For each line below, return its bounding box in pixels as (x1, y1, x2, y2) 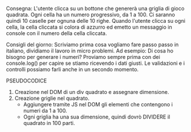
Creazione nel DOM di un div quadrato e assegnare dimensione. (14, 89, 169, 95)
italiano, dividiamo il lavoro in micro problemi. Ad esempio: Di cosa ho (6, 47, 174, 54)
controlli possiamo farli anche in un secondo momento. (6, 66, 139, 72)
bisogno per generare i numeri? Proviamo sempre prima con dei (6, 54, 161, 60)
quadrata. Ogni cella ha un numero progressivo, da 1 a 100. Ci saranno (6, 11, 176, 18)
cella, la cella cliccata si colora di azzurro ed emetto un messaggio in (6, 23, 172, 30)
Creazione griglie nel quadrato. (14, 95, 90, 102)
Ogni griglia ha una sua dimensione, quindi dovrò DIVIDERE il (23, 113, 170, 120)
